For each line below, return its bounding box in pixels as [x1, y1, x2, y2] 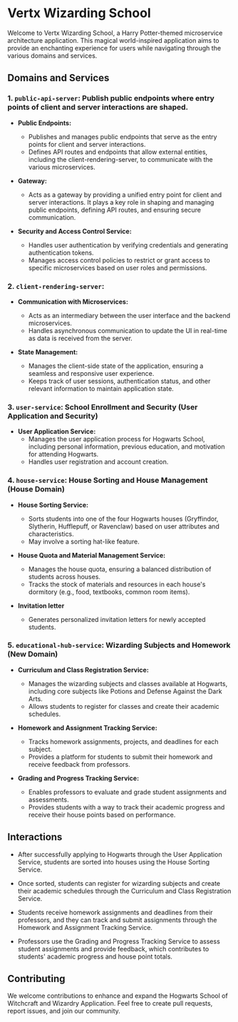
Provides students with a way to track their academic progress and [28, 802, 225, 811]
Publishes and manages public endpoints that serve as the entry [28, 132, 217, 140]
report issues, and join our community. [7, 1007, 121, 1016]
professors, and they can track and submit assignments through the [17, 915, 217, 924]
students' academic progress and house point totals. [17, 952, 173, 961]
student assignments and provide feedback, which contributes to [17, 944, 209, 953]
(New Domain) [7, 649, 58, 659]
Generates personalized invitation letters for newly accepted [28, 615, 206, 623]
